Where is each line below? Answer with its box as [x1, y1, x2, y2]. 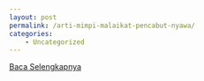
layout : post [9, 12, 57, 22]
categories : [9, 29, 53, 38]
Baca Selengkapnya [9, 62, 82, 72]
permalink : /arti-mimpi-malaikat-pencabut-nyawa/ [9, 21, 196, 30]
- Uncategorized [25, 37, 86, 47]
